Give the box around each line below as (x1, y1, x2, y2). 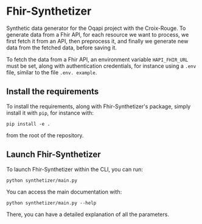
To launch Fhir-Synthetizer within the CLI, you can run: (6, 165, 143, 173)
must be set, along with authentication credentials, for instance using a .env (6, 62, 197, 70)
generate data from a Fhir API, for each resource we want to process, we (6, 31, 189, 38)
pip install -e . (6, 121, 50, 127)
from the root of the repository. (6, 131, 84, 139)
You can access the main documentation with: (6, 188, 122, 195)
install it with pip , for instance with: (6, 109, 94, 117)
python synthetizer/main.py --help (6, 200, 97, 206)
